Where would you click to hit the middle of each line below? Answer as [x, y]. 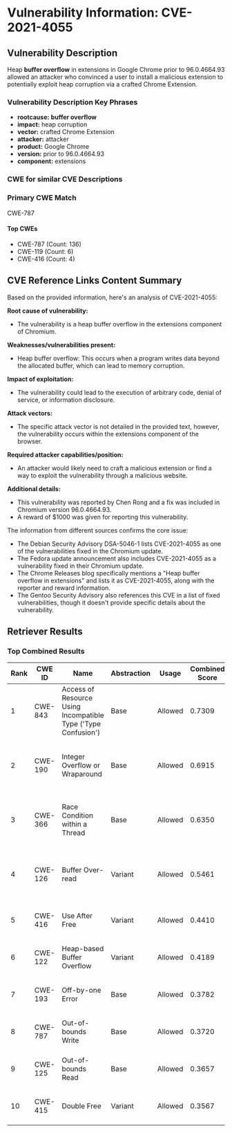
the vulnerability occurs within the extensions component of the [108, 434]
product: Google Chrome [53, 147]
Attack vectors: [30, 413]
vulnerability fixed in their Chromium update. [80, 566]
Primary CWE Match [42, 198]
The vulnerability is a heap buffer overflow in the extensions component [119, 324]
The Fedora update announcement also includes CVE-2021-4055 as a [116, 558]
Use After [77, 916]
